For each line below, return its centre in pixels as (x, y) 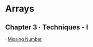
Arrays (20, 9)
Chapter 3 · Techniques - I (47, 27)
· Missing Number (24, 39)
